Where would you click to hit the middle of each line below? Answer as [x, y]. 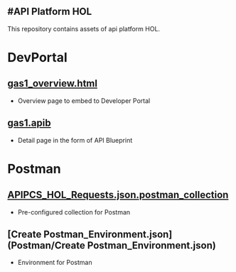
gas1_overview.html [53, 83]
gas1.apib [29, 123]
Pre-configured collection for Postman [74, 212]
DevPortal [37, 58]
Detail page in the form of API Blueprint [75, 140]
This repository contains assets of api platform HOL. [84, 28]
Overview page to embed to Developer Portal [84, 100]
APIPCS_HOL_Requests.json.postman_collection [118, 195]
